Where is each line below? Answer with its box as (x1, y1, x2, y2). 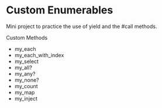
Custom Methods (6, 34, 48, 41)
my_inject (14, 95, 38, 102)
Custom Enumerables (6, 4, 113, 17)
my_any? (14, 70, 36, 77)
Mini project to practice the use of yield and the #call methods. (6, 23, 157, 30)
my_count (14, 82, 38, 89)
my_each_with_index (14, 51, 64, 58)
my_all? (14, 64, 32, 71)
